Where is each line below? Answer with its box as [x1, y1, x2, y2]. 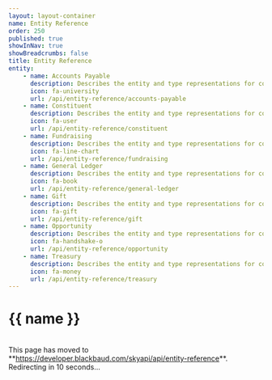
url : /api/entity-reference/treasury [29, 275, 158, 283]
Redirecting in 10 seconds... [8, 362, 101, 372]
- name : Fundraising [23, 132, 92, 140]
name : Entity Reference [8, 19, 89, 27]
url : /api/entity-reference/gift [29, 215, 143, 223]
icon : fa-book [29, 177, 79, 186]
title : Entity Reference [8, 57, 92, 65]
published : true [8, 34, 63, 43]
